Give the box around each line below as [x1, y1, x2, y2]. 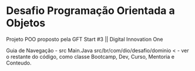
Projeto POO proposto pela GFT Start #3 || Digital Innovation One [6, 35, 163, 42]
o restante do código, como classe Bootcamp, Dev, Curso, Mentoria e [6, 53, 175, 60]
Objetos [6, 16, 46, 30]
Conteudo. [6, 59, 32, 66]
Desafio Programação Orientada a [6, 4, 175, 17]
